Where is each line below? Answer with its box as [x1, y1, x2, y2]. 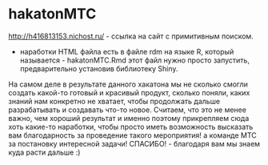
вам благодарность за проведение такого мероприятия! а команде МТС [8, 130, 258, 140]
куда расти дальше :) [8, 147, 81, 157]
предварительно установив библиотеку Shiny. [19, 63, 178, 73]
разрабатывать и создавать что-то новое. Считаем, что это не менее [8, 105, 246, 115]
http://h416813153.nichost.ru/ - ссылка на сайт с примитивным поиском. [8, 31, 254, 41]
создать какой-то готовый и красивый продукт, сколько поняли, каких [8, 87, 250, 97]
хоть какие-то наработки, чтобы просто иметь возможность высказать [8, 122, 254, 131]
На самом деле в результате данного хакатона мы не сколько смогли [8, 79, 248, 89]
